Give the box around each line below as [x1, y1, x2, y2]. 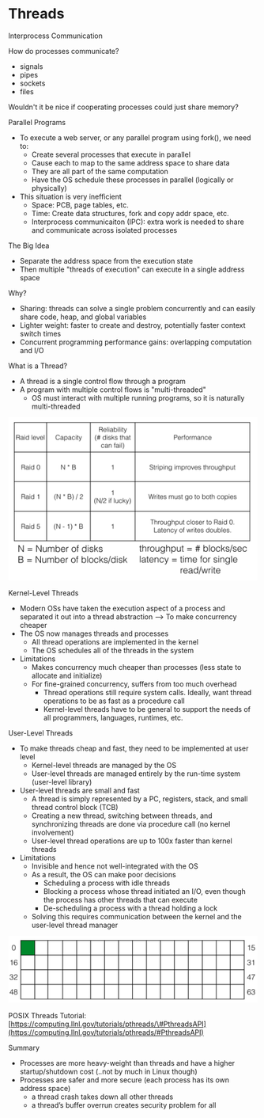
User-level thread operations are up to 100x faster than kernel [31, 836, 233, 846]
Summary [8, 1043, 40, 1052]
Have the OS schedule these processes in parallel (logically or [31, 175, 234, 184]
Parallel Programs [8, 117, 66, 127]
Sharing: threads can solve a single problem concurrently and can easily [19, 303, 255, 313]
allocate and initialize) [31, 671, 103, 680]
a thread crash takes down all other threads [31, 1092, 174, 1101]
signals [19, 61, 43, 71]
